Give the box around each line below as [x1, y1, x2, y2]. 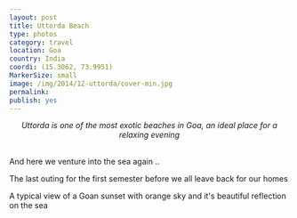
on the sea [9, 200, 49, 211]
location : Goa [9, 46, 62, 55]
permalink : [9, 87, 50, 96]
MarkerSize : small [9, 71, 77, 80]
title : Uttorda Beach [9, 21, 90, 30]
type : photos [9, 29, 58, 38]
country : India [9, 54, 66, 63]
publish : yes [9, 95, 58, 105]
